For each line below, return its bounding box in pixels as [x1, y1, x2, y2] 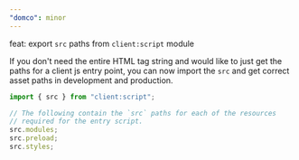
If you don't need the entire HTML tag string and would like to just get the [9, 55, 283, 66]
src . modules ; [9, 126, 59, 135]
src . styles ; [9, 142, 54, 151]
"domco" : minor [9, 13, 67, 23]
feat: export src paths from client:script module [9, 38, 195, 49]
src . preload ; [9, 134, 59, 143]
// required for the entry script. [9, 117, 144, 127]
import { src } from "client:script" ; [9, 92, 155, 101]
